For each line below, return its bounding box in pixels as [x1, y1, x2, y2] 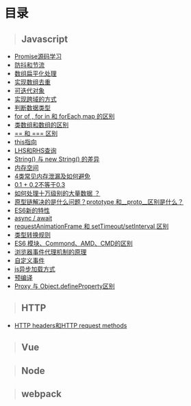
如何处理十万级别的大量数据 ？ [14, 189, 101, 197]
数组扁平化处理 [14, 69, 57, 77]
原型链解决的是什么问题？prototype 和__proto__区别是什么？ [14, 198, 184, 205]
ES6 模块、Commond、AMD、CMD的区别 [14, 240, 133, 247]
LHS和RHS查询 [14, 147, 57, 154]
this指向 [14, 138, 37, 146]
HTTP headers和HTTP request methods [14, 321, 127, 329]
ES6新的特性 [14, 206, 50, 214]
